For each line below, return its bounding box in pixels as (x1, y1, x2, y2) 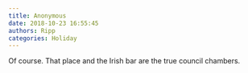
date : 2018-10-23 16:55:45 (8, 19, 99, 27)
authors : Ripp (8, 26, 56, 34)
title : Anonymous (8, 11, 67, 20)
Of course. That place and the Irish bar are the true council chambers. (8, 56, 241, 66)
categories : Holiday (8, 34, 78, 43)
